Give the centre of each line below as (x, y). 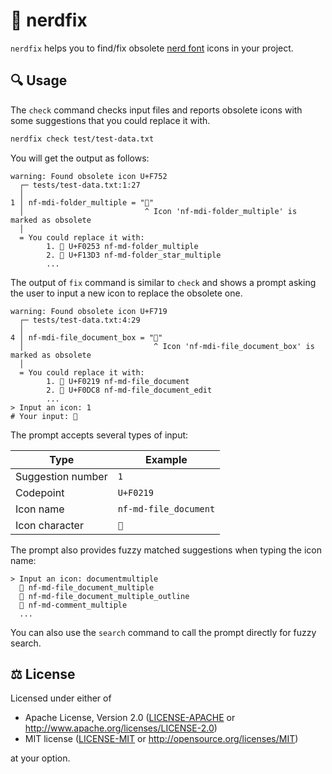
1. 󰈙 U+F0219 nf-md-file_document (118, 381)
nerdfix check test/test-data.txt (82, 139)
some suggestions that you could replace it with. (110, 120)
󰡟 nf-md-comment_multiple (73, 605)
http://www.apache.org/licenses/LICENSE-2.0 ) (121, 728)
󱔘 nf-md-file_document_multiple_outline (104, 596)
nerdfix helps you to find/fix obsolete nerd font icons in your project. (152, 48)
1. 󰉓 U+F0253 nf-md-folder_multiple (122, 246)
